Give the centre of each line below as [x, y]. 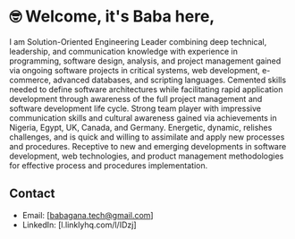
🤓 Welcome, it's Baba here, [112, 17]
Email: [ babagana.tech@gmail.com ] [88, 215]
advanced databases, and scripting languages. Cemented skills [170, 80]
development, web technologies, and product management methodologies [147, 156]
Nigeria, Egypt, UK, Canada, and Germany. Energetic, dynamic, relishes [141, 127]
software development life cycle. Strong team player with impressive [135, 108]
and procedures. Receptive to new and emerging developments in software [148, 146]
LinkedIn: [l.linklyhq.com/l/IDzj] [79, 225]
